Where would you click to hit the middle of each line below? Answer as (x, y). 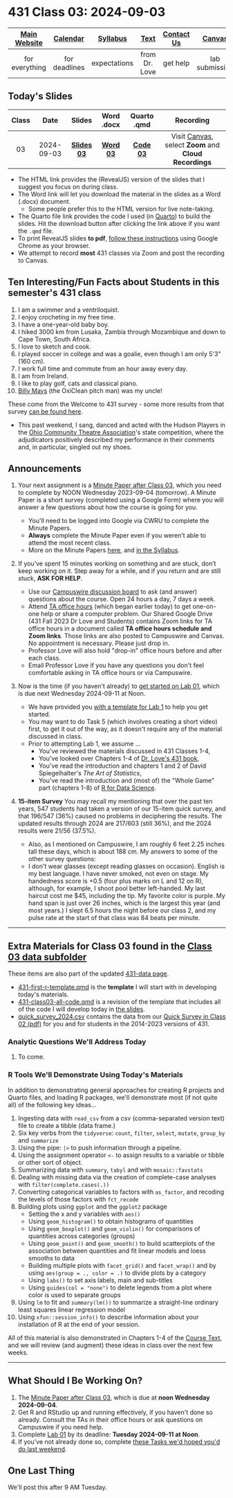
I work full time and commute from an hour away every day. (103, 369)
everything (29, 67)
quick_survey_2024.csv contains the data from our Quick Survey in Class (122, 1016)
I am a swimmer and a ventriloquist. (68, 310)
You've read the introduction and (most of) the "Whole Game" (127, 781)
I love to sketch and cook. (55, 346)
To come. (31, 1057)
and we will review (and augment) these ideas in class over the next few (111, 1345)
